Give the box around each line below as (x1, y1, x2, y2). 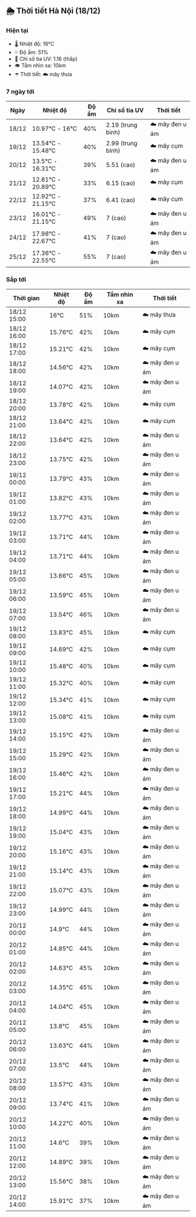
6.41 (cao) (106, 196, 136, 204)
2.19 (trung (106, 121, 138, 129)
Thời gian (12, 294, 40, 302)
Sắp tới (6, 275, 26, 284)
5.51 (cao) (106, 161, 136, 169)
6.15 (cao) (106, 179, 136, 187)
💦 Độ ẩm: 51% (14, 49, 48, 56)
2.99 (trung (106, 139, 138, 147)
